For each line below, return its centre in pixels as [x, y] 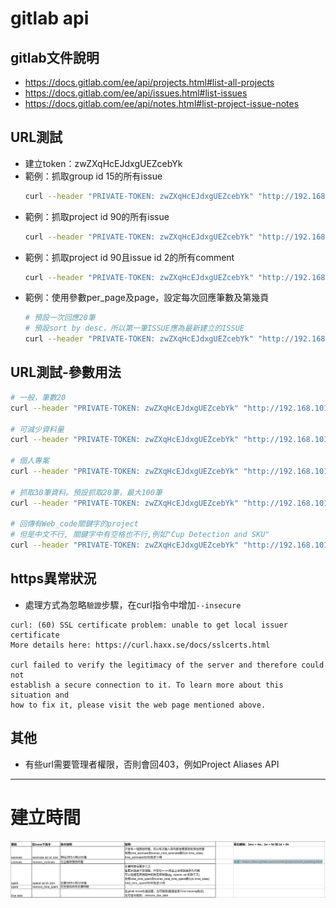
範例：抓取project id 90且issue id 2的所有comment [129, 257]
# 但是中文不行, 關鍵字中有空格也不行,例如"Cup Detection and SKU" [140, 535]
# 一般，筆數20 [38, 397]
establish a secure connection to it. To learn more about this [147, 685]
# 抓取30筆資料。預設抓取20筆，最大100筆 [86, 492]
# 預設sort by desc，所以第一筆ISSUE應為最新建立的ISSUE [134, 328]
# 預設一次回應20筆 [60, 318]
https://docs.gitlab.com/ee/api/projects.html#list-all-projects [149, 82]
